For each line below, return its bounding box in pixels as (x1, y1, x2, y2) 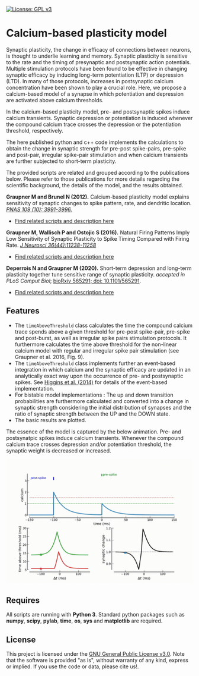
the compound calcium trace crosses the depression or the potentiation (6, 121, 181, 128)
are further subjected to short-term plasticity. (6, 158, 117, 165)
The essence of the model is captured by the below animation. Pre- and (6, 428, 182, 435)
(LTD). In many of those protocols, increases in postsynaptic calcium (6, 77, 174, 84)
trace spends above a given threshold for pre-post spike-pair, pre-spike (14, 328, 191, 335)
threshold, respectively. (6, 127, 63, 134)
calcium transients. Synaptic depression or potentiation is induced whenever (6, 114, 193, 121)
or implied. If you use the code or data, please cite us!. (6, 663, 139, 670)
